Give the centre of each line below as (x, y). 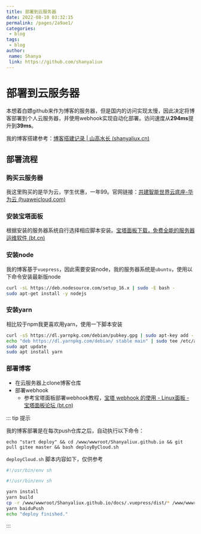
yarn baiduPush (25, 508)
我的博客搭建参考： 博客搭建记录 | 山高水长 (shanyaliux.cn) (78, 139)
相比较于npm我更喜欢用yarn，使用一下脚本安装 (64, 324)
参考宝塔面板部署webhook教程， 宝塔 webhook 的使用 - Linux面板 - (106, 398)
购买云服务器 (25, 178)
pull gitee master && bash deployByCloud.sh (63, 447)
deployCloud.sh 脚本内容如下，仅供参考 (55, 459)
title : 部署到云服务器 (31, 12)
